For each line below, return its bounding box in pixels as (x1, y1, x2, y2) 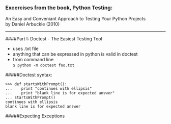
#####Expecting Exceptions (5, 113, 65, 119)
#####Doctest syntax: (5, 72, 52, 78)
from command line (12, 57, 54, 63)
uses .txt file (12, 45, 39, 52)
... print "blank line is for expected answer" (5, 91, 115, 96)
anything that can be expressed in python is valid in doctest (12, 51, 138, 57)
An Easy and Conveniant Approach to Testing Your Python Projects (5, 16, 146, 22)
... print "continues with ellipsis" (5, 86, 93, 91)
